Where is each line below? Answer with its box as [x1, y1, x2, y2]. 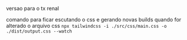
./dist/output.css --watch [6, 28, 72, 34]
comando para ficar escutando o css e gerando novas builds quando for [6, 16, 182, 23]
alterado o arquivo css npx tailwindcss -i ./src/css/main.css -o [6, 23, 167, 29]
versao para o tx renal [6, 5, 59, 12]
